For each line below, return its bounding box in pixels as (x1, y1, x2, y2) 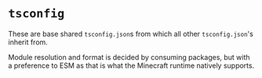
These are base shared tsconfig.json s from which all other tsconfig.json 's (8, 29, 253, 38)
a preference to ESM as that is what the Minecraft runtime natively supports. (8, 61, 255, 70)
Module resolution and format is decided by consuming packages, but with (8, 52, 250, 62)
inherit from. (8, 37, 49, 47)
